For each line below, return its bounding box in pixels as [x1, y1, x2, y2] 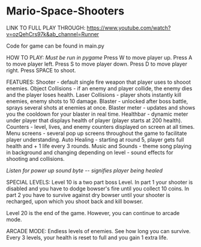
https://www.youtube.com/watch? [86, 24, 171, 31]
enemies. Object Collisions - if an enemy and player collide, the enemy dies [6, 84, 193, 92]
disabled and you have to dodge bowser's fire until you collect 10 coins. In [6, 185, 190, 192]
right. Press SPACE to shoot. [6, 66, 76, 73]
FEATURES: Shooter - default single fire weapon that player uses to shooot [6, 78, 191, 86]
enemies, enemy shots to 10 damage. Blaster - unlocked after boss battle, [6, 98, 188, 105]
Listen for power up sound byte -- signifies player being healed [6, 167, 163, 174]
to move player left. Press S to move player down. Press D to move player [6, 60, 188, 67]
